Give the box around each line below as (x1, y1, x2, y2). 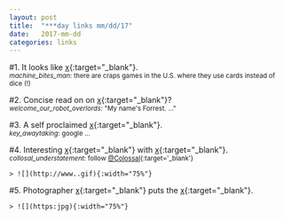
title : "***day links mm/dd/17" (9, 21, 133, 30)
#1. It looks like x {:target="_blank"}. (9, 62, 138, 73)
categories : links (9, 37, 77, 47)
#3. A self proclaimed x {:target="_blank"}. (9, 120, 162, 130)
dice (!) (9, 79, 31, 89)
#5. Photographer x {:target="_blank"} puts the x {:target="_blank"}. (9, 185, 254, 196)
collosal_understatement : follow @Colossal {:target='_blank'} (9, 154, 193, 163)
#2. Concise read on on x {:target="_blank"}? (9, 95, 172, 106)
